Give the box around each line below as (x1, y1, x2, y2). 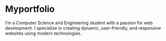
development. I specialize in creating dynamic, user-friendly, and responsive (5, 25, 161, 31)
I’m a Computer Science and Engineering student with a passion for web (5, 20, 153, 26)
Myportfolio (5, 3, 55, 15)
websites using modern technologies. (5, 30, 82, 36)
